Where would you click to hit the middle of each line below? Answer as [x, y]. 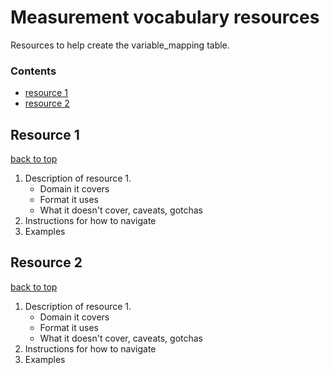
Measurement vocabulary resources [165, 17]
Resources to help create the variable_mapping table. [120, 45]
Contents [33, 71]
